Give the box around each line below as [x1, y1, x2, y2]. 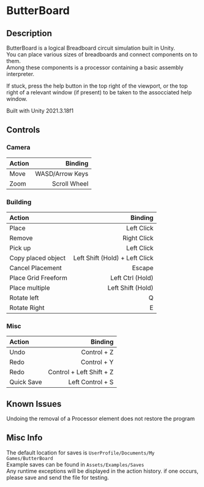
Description [6, 28, 52, 39]
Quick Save [9, 378, 42, 387]
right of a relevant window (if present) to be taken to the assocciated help [6, 89, 192, 96]
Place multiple [9, 283, 50, 292]
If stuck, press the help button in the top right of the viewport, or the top [6, 82, 188, 89]
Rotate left [9, 293, 39, 302]
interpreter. [6, 70, 35, 77]
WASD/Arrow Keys [34, 169, 89, 178]
